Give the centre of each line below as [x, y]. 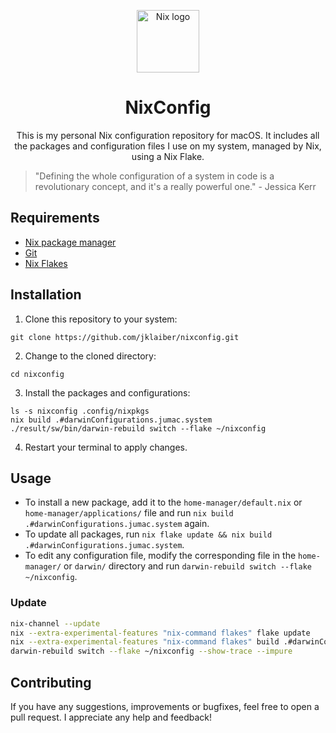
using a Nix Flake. [168, 156]
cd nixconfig [37, 374]
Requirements [55, 218]
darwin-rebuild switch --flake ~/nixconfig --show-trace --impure [151, 651]
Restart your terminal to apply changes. [106, 447]
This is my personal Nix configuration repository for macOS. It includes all [168, 135]
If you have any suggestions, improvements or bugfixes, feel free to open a [165, 706]
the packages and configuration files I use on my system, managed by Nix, [168, 146]
